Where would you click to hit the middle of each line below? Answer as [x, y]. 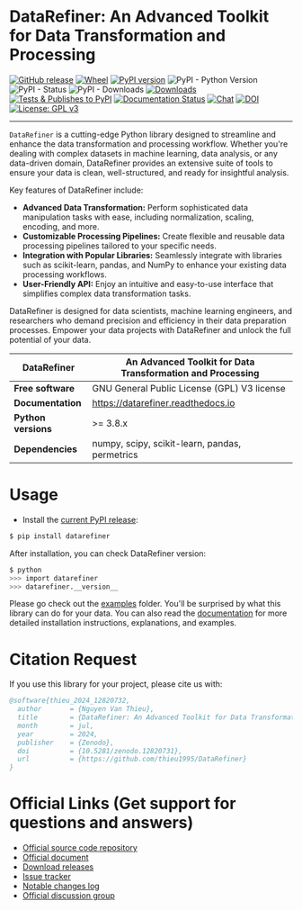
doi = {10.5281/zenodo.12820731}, [100, 751]
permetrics [115, 455]
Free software [44, 388]
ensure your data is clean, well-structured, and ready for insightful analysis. [149, 172]
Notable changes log [61, 886]
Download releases [58, 867]
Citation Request [73, 659]
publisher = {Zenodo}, [66, 743]
